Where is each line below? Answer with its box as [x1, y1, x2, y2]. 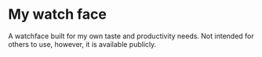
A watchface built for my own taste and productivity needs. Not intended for [8, 31, 254, 41]
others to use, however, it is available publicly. [8, 39, 157, 48]
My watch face [8, 5, 107, 23]
